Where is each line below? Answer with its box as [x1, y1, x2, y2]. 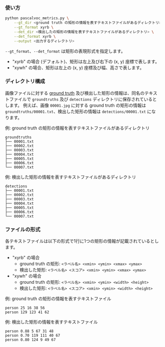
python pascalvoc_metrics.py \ [5, 16, 69, 21]
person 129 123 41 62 [5, 310, 50, 315]
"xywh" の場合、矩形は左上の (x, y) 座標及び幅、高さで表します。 [12, 65, 144, 71]
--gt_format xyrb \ [14, 25, 54, 30]
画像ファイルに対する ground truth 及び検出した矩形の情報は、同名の [5, 90, 145, 96]
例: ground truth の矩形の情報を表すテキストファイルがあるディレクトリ [5, 125, 150, 131]
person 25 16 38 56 [5, 305, 45, 311]
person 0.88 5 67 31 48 [5, 329, 54, 334]
